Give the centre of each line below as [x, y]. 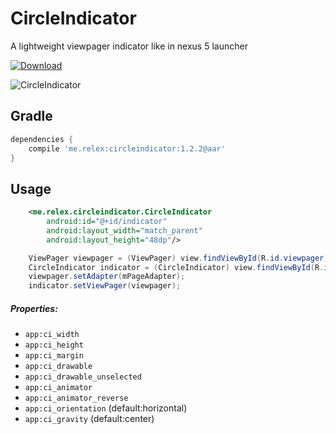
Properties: [34, 308]
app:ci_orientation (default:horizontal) [106, 408]
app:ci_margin [54, 356]
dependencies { [42, 139]
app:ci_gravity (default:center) [89, 419]
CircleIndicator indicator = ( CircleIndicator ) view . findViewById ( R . [176, 267]
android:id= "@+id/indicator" [107, 222]
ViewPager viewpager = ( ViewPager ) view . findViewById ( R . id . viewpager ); [180, 258]
